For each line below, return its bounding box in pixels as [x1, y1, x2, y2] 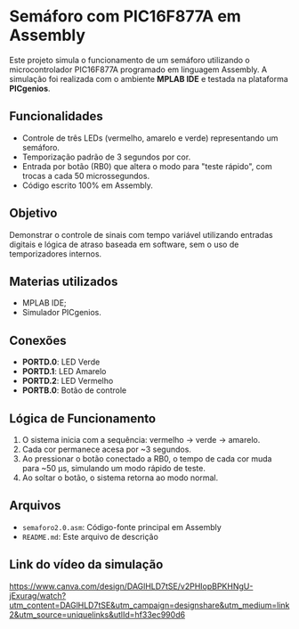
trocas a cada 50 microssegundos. [21, 170, 149, 181]
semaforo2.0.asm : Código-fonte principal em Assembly [21, 521, 222, 532]
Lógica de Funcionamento [9, 411, 157, 426]
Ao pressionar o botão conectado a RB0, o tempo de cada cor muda [21, 453, 272, 464]
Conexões [9, 332, 67, 348]
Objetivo [9, 206, 58, 221]
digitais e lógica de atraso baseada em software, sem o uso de [9, 239, 239, 249]
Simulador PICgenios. [21, 307, 102, 318]
